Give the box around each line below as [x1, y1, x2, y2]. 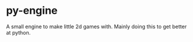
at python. [6, 29, 31, 36]
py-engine [6, 4, 58, 17]
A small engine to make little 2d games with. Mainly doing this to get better [6, 23, 187, 30]
